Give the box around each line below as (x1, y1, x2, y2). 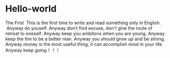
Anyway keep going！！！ (5, 47, 60, 53)
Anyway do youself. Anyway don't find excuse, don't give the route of (6, 25, 153, 31)
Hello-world (5, 3, 57, 15)
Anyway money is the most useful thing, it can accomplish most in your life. (5, 41, 164, 47)
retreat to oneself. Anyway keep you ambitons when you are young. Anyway (5, 30, 165, 36)
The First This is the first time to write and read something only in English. (5, 20, 161, 26)
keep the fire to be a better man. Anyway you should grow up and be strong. (5, 36, 165, 42)
